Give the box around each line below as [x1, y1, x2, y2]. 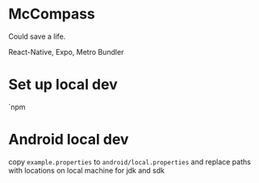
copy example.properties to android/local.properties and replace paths [8, 156, 252, 166]
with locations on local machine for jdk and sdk [8, 165, 165, 175]
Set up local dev [8, 76, 119, 94]
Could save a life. [8, 31, 66, 41]
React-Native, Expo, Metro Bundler [8, 47, 124, 56]
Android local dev [8, 131, 129, 149]
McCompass [8, 5, 95, 23]
